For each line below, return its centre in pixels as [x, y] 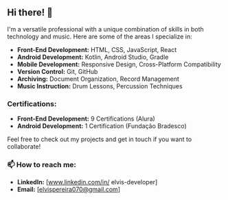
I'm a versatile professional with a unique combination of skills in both [105, 29]
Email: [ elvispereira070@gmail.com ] [68, 190]
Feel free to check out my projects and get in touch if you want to [100, 139]
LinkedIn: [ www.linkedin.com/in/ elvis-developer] [87, 182]
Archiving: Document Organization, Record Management [98, 79]
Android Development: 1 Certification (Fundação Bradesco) [102, 126]
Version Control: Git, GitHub [57, 71]
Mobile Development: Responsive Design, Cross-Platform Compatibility [119, 64]
